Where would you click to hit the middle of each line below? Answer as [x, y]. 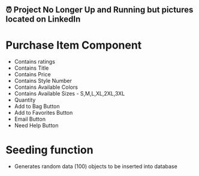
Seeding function [49, 150]
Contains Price [33, 74]
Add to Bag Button [37, 106]
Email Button [30, 119]
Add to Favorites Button [43, 113]
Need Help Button [36, 126]
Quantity [25, 100]
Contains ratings [34, 62]
